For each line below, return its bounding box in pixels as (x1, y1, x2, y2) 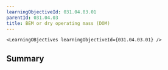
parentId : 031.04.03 (6, 15, 59, 21)
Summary (6, 53, 44, 64)
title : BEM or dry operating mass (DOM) (6, 20, 111, 26)
